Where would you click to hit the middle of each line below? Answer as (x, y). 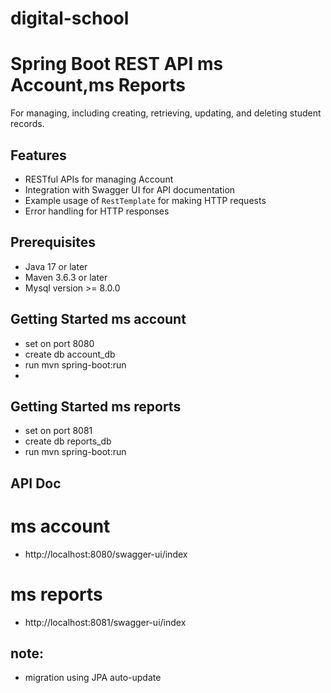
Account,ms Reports (98, 85)
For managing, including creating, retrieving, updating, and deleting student (166, 113)
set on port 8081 (58, 431)
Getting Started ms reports (96, 406)
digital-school (70, 18)
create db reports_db (68, 441)
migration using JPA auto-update (93, 678)
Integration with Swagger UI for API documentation (130, 189)
